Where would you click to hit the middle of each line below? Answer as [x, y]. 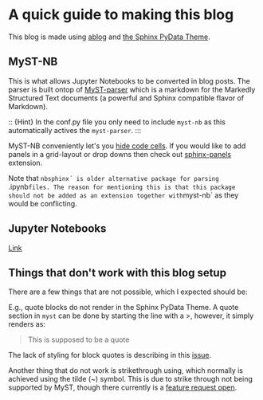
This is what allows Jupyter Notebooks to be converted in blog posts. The [130, 80]
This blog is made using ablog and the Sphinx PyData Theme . [109, 37]
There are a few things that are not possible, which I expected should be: [128, 292]
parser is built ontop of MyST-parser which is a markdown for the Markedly [132, 89]
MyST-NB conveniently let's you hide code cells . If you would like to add [127, 146]
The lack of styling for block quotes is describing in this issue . [110, 355]
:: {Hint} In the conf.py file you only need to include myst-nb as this [117, 122]
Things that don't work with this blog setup [118, 273]
